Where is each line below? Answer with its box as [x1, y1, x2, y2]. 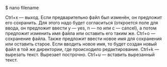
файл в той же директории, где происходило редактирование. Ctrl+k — [5, 46, 159, 52]
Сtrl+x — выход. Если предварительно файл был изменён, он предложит [5, 14, 162, 20]
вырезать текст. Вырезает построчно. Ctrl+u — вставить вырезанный [5, 51, 155, 57]
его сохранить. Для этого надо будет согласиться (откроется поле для [5, 20, 158, 25]
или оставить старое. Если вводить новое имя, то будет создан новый [5, 41, 157, 47]
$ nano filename [5, 5, 39, 10]
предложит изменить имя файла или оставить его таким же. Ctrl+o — [5, 30, 156, 36]
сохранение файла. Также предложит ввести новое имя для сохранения [5, 35, 162, 41]
